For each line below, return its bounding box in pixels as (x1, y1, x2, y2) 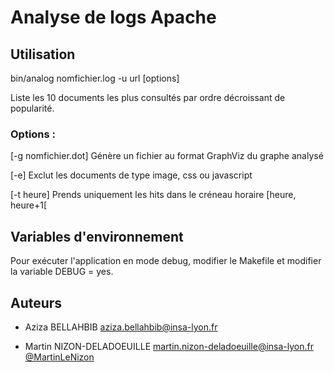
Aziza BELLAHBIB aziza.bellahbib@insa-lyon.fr (24, 321, 218, 333)
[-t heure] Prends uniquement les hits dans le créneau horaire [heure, (10, 189, 297, 201)
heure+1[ (10, 199, 47, 211)
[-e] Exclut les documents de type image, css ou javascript (10, 169, 253, 181)
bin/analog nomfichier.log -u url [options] (10, 72, 180, 84)
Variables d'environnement (10, 228, 184, 245)
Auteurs (10, 294, 63, 311)
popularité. (10, 102, 55, 114)
